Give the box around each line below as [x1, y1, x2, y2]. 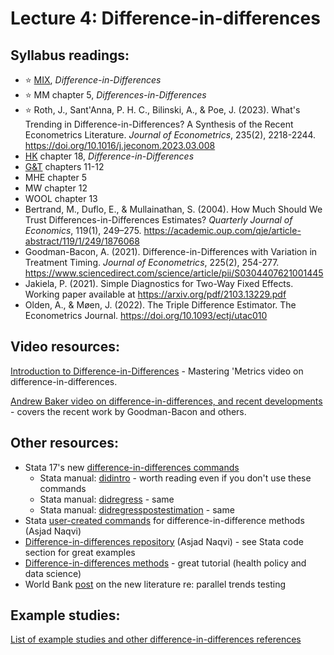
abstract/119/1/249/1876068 [24, 235, 140, 247]
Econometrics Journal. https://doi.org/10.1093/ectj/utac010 [24, 310, 268, 321]
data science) [24, 567, 82, 579]
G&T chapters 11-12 [24, 161, 105, 172]
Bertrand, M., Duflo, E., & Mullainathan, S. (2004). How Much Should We [24, 203, 323, 215]
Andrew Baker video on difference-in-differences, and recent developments [10, 395, 323, 407]
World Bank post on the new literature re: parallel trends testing [24, 578, 287, 590]
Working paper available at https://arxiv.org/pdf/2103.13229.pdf [24, 288, 287, 300]
